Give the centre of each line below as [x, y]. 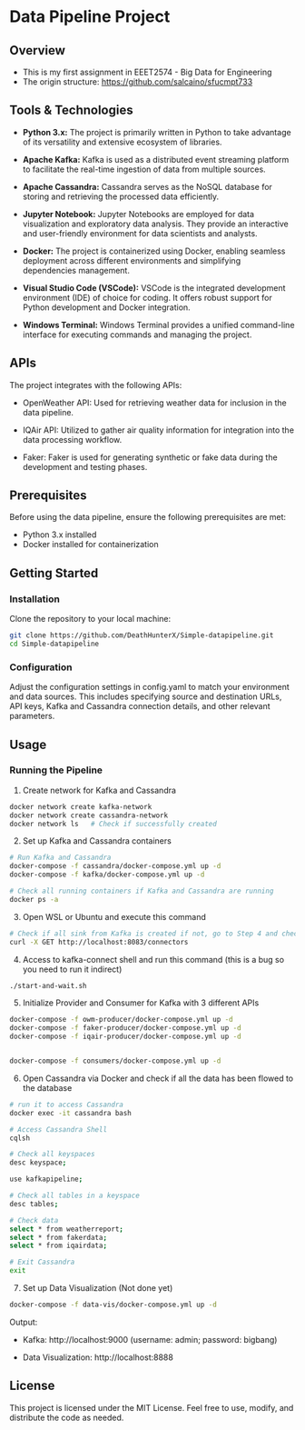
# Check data [34, 1220]
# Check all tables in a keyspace [75, 1196]
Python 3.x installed [59, 535]
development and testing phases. [85, 466]
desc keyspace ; [38, 1163]
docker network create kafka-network [81, 806]
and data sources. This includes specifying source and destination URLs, [146, 696]
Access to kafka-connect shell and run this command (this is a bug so [153, 959]
